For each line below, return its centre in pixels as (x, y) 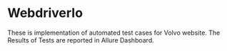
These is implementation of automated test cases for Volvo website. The (114, 33)
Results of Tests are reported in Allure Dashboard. (81, 40)
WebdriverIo (45, 13)
